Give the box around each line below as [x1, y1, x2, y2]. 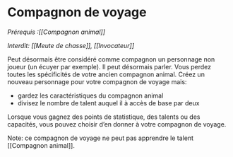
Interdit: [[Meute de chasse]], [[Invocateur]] [7, 41, 135, 50]
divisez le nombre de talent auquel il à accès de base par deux [17, 98, 200, 107]
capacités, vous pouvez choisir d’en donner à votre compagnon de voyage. [7, 120, 227, 128]
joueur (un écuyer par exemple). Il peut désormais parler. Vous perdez [7, 62, 212, 71]
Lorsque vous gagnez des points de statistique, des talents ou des [7, 112, 201, 121]
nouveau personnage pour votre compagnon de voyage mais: [7, 77, 187, 86]
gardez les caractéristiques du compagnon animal [17, 91, 164, 100]
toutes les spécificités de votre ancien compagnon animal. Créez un [7, 70, 205, 78]
